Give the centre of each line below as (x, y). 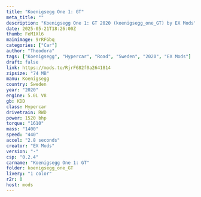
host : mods (20, 185)
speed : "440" (22, 135)
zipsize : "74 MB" (28, 73)
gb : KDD (16, 101)
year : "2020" (22, 90)
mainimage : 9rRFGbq (31, 40)
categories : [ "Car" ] (32, 46)
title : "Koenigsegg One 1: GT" (45, 12)
